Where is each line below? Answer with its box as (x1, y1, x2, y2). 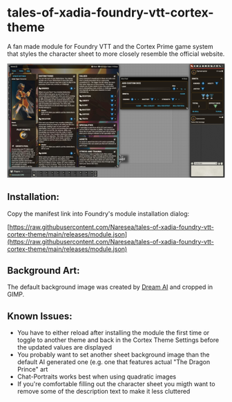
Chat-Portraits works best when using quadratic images (17, 372, 177, 381)
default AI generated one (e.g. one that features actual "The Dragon (17, 358, 211, 366)
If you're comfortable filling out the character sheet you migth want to (17, 380, 215, 388)
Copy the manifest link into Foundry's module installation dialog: (7, 209, 190, 218)
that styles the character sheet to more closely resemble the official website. (7, 50, 225, 58)
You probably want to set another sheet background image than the (17, 350, 210, 359)
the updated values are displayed (17, 343, 113, 352)
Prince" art (17, 365, 48, 374)
